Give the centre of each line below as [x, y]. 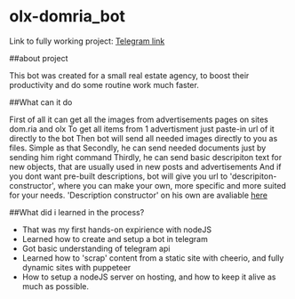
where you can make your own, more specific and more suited [172, 185]
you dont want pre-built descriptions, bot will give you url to [119, 176]
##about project [39, 58]
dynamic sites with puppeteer [76, 267]
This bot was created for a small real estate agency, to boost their [129, 75]
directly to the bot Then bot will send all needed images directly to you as [144, 138]
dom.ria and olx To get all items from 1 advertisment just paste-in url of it [142, 129]
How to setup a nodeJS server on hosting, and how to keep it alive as [149, 277]
